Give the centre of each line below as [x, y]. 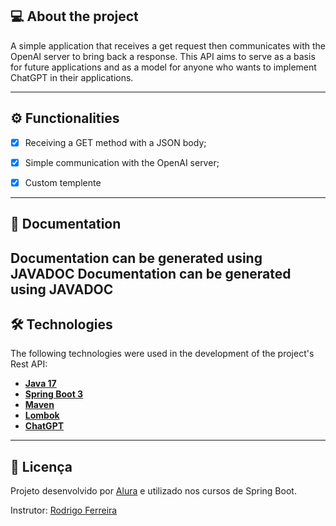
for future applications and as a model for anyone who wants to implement [163, 67]
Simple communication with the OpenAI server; [122, 162]
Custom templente [63, 182]
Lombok [42, 415]
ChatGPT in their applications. [72, 77]
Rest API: [29, 364]
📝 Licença [41, 466]
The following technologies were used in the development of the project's [162, 354]
